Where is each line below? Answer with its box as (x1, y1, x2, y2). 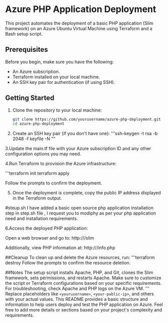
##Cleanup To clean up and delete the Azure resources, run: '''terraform (5, 255, 155, 261)
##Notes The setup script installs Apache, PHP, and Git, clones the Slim (5, 270, 153, 276)
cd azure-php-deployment (12, 122, 65, 127)
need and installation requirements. (5, 216, 78, 222)
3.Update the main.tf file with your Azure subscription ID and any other (5, 146, 151, 152)
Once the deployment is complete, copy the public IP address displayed (12, 190, 161, 196)
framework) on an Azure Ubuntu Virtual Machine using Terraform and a (5, 25, 153, 31)
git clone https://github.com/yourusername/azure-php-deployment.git (12, 117, 161, 122)
